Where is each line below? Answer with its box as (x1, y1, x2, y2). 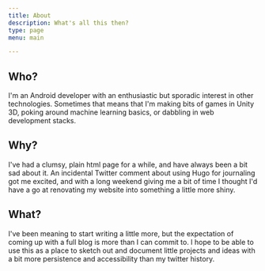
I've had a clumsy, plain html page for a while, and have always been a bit (8, 160, 248, 169)
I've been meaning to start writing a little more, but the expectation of (8, 228, 234, 238)
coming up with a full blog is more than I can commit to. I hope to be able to (8, 237, 255, 247)
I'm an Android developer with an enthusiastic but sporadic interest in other (8, 91, 254, 100)
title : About (8, 11, 51, 20)
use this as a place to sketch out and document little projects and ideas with (8, 246, 256, 255)
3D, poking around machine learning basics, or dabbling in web (8, 107, 214, 117)
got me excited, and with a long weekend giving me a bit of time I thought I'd (8, 176, 258, 186)
